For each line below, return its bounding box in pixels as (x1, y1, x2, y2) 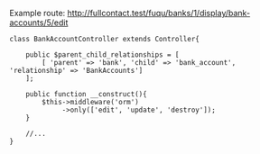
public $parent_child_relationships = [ (25, 50, 180, 59)
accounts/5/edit (9, 17, 69, 28)
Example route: (9, 8, 66, 18)
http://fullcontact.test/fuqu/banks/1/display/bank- (67, 8, 251, 18)
